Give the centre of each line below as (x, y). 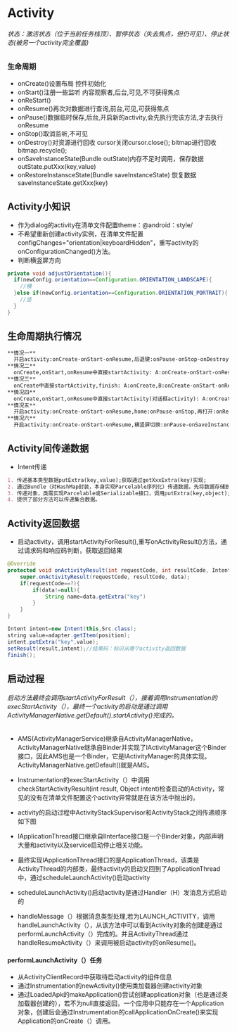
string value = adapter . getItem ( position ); (69, 635)
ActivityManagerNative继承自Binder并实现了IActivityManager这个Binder (122, 747)
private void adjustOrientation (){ (59, 273)
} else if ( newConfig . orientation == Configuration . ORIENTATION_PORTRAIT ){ (121, 293)
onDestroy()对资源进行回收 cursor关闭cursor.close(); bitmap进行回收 (117, 142)
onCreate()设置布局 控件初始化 (62, 83)
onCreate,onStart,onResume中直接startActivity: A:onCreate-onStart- (115, 373)
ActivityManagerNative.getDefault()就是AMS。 (85, 765)
